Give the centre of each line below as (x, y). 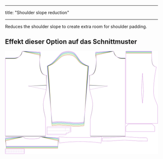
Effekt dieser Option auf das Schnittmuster (71, 42)
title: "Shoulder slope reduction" (37, 12)
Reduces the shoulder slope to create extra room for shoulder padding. (76, 26)
